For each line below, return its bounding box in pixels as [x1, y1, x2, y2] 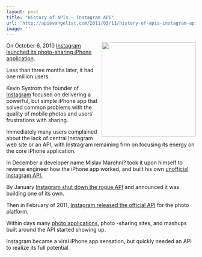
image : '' [6, 25, 31, 32]
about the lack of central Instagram [6, 135, 93, 142]
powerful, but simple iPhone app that [6, 98, 98, 105]
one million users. [6, 73, 50, 80]
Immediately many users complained [6, 128, 97, 135]
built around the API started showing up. [6, 226, 106, 234]
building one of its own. [6, 190, 64, 197]
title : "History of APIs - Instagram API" [6, 14, 114, 20]
